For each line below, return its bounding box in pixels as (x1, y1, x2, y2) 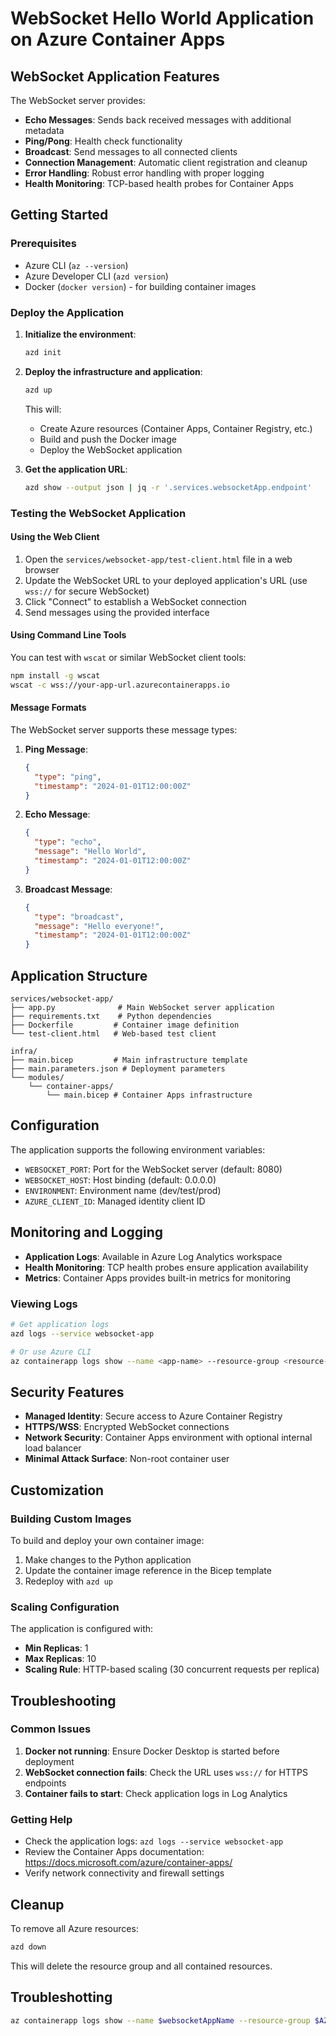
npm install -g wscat (10, 670, 101, 681)
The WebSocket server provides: (10, 95, 146, 106)
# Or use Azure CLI (10, 1347, 92, 1357)
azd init (24, 347, 62, 357)
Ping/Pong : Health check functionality (24, 135, 183, 147)
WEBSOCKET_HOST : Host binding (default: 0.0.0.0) (24, 1173, 217, 1186)
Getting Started (10, 207, 109, 224)
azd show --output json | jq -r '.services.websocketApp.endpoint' (24, 482, 313, 492)
